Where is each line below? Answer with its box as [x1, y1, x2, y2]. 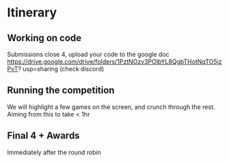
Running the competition [7, 84, 115, 97]
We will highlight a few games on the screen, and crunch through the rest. [7, 103, 215, 111]
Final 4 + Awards [7, 130, 80, 142]
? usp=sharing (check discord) [18, 65, 105, 73]
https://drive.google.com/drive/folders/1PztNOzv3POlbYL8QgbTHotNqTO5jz [7, 58, 222, 66]
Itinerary [7, 5, 57, 21]
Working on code [7, 32, 82, 44]
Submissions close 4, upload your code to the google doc [7, 50, 170, 58]
